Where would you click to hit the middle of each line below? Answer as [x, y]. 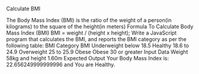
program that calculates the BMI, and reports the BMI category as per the [97, 39]
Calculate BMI [23, 9]
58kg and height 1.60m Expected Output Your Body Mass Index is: [88, 58]
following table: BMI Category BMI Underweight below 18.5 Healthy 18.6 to [98, 45]
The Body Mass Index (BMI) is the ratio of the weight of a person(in [89, 20]
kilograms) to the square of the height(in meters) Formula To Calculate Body [100, 27]
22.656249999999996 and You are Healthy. [61, 64]
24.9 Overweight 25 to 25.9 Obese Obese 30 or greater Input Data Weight [97, 52]
